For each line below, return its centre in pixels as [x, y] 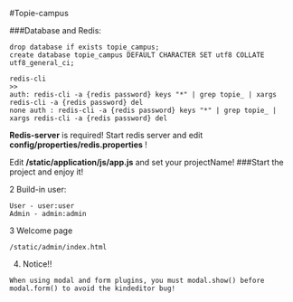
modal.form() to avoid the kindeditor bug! [93, 288]
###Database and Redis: [56, 30]
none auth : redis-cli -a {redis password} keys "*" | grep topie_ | [143, 110]
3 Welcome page [41, 231]
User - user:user [42, 206]
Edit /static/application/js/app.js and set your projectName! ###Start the [146, 162]
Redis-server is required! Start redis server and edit [106, 135]
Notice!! [37, 264]
